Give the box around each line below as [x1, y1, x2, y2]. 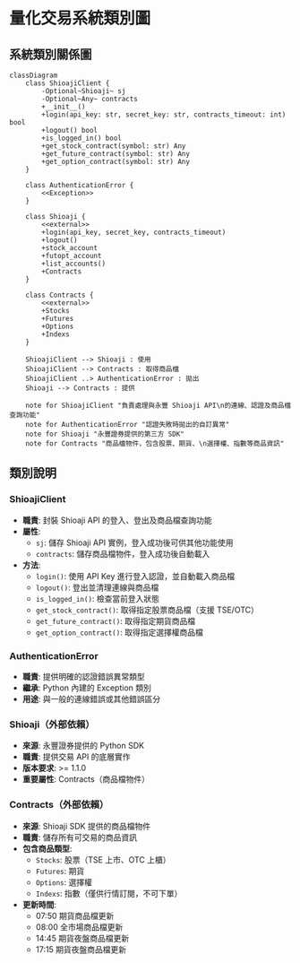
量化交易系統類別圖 [9, 8, 151, 29]
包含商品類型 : [21, 843, 73, 854]
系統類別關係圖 [9, 47, 92, 62]
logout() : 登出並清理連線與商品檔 [35, 582, 159, 593]
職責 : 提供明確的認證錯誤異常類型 [21, 671, 145, 681]
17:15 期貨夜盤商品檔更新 [35, 943, 127, 955]
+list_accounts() [41, 259, 106, 268]
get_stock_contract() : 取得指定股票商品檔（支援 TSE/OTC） [35, 604, 260, 615]
